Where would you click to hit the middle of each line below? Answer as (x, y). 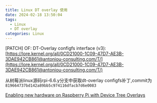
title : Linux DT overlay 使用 (36, 10)
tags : (11, 19)
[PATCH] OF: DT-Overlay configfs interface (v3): (56, 48)
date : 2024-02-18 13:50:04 (34, 15)
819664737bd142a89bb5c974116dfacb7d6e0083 (51, 86)
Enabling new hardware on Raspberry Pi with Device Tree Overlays (75, 95)
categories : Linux (25, 34)
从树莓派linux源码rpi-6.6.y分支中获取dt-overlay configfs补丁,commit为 (79, 80)
